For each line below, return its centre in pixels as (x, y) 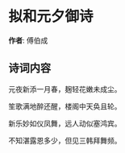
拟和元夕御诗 (51, 17)
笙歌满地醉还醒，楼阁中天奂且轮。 (65, 106)
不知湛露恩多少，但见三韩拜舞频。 (65, 140)
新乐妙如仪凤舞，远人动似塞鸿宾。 (65, 123)
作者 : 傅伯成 (28, 40)
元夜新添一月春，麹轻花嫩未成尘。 (65, 89)
